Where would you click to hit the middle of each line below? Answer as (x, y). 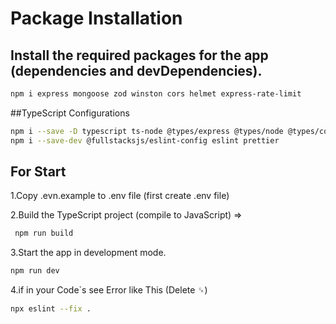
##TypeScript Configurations (70, 113)
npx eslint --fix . (51, 309)
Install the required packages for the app (139, 55)
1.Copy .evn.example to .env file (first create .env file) (120, 196)
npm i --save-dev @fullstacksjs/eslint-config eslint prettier (145, 140)
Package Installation (96, 18)
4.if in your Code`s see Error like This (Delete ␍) (109, 290)
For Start (38, 172)
